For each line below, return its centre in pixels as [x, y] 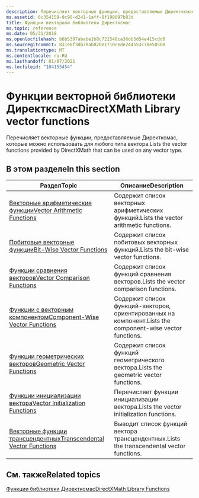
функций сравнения [143, 274]
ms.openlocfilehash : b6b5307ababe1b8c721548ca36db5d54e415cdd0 [86, 39]
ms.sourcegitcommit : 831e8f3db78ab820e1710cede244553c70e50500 [86, 45]
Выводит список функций [151, 424]
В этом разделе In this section [63, 169]
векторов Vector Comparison [49, 278]
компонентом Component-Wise [54, 317]
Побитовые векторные [42, 242]
